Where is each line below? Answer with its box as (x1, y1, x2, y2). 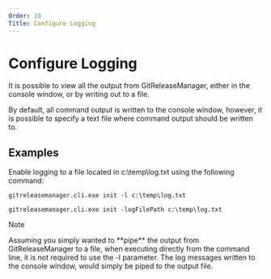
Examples (8, 146, 59, 159)
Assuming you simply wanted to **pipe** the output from (8, 235, 200, 245)
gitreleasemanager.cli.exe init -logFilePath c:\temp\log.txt (8, 205, 222, 214)
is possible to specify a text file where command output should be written (8, 114, 253, 124)
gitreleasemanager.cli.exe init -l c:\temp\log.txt (8, 192, 186, 200)
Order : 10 (8, 11, 42, 20)
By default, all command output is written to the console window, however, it (8, 105, 263, 115)
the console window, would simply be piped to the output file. (8, 261, 214, 271)
